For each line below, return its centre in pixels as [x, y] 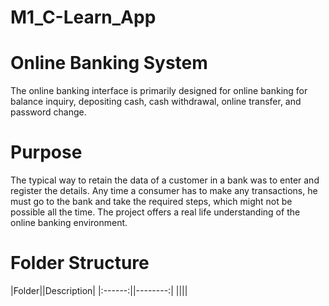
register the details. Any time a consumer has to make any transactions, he [164, 191]
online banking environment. [69, 223]
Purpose [46, 152]
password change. [48, 112]
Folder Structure [80, 263]
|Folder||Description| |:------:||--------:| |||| [99, 290]
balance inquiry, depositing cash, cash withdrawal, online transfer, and [156, 102]
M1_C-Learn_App [83, 17]
